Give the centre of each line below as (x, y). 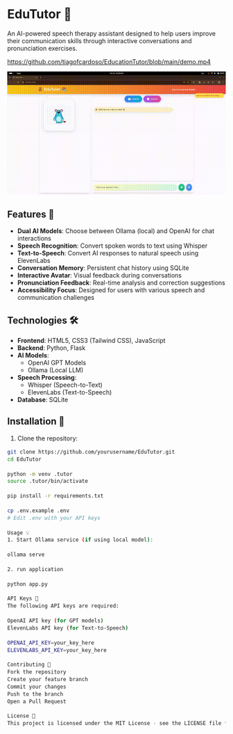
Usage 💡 (18, 533)
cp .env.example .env (38, 511)
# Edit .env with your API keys (54, 518)
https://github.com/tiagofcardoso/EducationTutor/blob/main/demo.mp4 (109, 61)
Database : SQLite (43, 400)
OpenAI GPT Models (57, 363)
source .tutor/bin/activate (48, 481)
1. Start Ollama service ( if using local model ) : (80, 540)
